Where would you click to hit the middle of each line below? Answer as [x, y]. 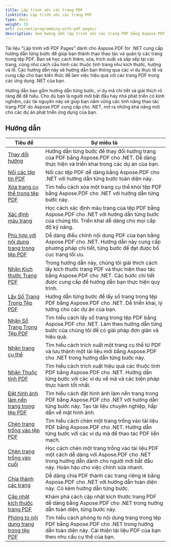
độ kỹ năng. [59, 227]
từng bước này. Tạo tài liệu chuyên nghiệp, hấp [101, 406]
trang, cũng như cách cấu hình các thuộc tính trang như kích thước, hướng [83, 64]
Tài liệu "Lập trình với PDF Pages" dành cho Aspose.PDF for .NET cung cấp [84, 48]
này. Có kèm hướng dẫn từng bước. [87, 488]
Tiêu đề [24, 142]
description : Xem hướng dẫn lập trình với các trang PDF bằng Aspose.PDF [85, 34]
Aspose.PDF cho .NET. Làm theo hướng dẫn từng [104, 324]
